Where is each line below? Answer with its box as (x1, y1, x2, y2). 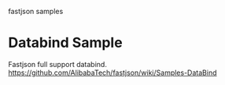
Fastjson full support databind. (8, 59, 108, 69)
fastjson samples (8, 7, 64, 16)
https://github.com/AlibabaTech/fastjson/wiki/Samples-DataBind (8, 68, 217, 77)
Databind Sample (8, 34, 124, 51)
